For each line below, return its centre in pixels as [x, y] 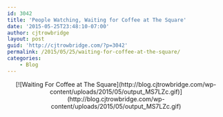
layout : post [26, 39]
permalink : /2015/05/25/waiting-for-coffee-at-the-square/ [94, 52]
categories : [24, 58]
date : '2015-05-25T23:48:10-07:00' [58, 26]
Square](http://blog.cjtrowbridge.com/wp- [156, 84]
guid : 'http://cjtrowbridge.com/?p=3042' [68, 45]
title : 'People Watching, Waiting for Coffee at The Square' [97, 20]
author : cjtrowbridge [38, 33]
